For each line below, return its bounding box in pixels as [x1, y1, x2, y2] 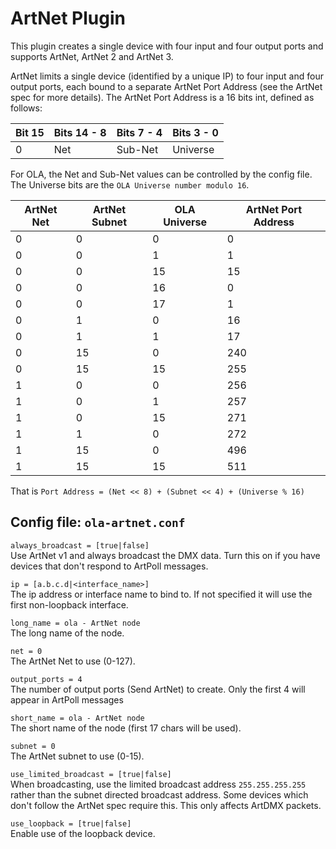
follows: [10, 102, 43, 114]
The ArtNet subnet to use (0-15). [10, 750, 145, 762]
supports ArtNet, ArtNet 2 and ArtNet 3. [10, 50, 174, 62]
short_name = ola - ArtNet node [10, 713, 145, 723]
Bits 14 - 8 [53, 125, 107, 139]
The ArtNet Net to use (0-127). [10, 655, 136, 667]
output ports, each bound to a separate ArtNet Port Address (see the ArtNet [10, 80, 323, 92]
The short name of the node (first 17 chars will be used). [10, 722, 242, 734]
